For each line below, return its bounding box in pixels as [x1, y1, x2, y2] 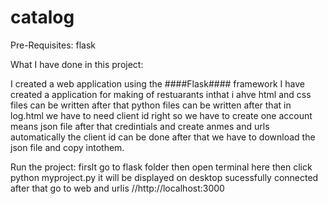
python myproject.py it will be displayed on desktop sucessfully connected [10, 171, 319, 183]
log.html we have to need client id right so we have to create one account [10, 109, 313, 121]
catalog [10, 6, 75, 29]
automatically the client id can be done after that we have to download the [10, 131, 316, 143]
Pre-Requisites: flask [10, 39, 97, 51]
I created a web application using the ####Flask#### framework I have [10, 77, 305, 90]
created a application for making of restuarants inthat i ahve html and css [10, 88, 312, 100]
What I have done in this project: [10, 58, 144, 70]
